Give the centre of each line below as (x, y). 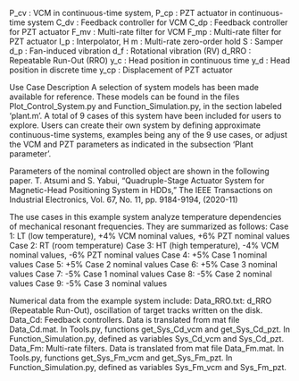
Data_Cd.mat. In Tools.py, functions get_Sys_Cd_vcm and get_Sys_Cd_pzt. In (149, 329)
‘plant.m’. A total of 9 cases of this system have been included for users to (145, 116)
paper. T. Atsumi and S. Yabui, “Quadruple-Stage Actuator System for (137, 181)
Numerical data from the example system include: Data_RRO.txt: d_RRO (141, 301)
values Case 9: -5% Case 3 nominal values (88, 284)
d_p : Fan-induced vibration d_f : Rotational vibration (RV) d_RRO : (130, 51)
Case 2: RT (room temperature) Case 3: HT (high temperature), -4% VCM (144, 246)
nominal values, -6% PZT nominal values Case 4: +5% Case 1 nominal (138, 255)
